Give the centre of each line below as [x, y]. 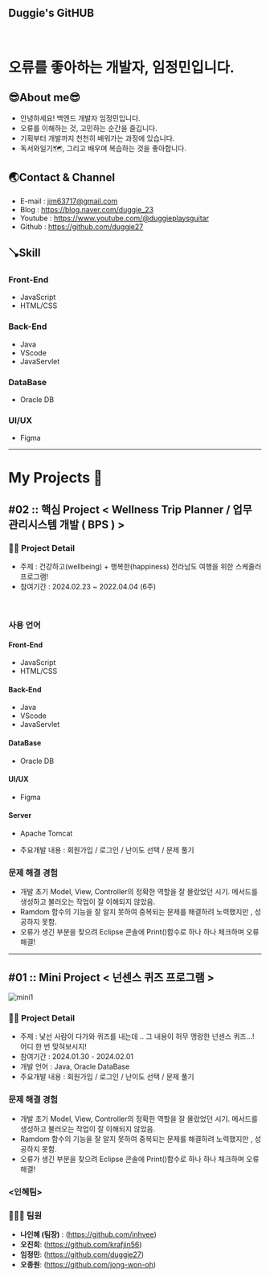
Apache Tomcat [46, 834]
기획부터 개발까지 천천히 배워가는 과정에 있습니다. [97, 138]
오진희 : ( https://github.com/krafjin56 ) [81, 1244]
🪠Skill [25, 253]
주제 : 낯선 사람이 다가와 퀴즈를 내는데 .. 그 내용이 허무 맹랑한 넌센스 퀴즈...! [137, 1037]
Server [20, 815]
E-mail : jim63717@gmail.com [69, 201]
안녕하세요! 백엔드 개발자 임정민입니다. [80, 118]
